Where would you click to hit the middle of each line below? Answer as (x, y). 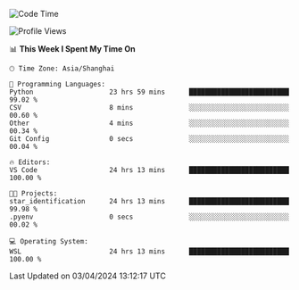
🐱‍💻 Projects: (33, 194)
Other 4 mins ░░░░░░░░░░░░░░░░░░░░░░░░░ (149, 123)
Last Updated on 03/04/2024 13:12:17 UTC (88, 276)
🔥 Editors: (30, 162)
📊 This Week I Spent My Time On (72, 49)
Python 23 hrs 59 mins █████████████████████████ (149, 92)
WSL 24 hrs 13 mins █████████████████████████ (149, 252)
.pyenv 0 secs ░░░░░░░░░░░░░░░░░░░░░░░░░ (149, 217)
